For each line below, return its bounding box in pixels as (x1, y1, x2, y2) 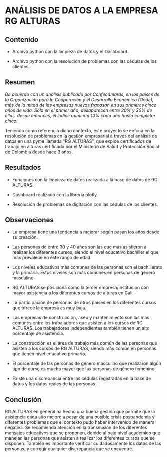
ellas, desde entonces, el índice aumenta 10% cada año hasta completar (5, 112, 156, 118)
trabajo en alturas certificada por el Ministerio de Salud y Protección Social (5, 143, 159, 149)
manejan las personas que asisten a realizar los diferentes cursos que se (5, 435, 155, 441)
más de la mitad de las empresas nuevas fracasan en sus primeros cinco (5, 102, 157, 108)
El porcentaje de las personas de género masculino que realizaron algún (12, 360, 161, 367)
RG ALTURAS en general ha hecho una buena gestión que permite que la (5, 409, 155, 415)
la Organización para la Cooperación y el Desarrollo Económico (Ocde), (5, 96, 154, 102)
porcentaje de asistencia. (12, 330, 65, 337)
